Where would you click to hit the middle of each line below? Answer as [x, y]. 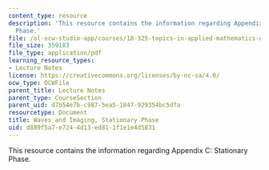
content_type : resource [48, 16]
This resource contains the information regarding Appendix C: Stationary [128, 150]
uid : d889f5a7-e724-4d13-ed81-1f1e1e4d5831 [82, 127]
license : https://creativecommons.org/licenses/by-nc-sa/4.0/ [114, 75]
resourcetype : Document [48, 113]
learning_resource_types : [51, 61]
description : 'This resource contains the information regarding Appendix [136, 23]
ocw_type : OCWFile [39, 83]
